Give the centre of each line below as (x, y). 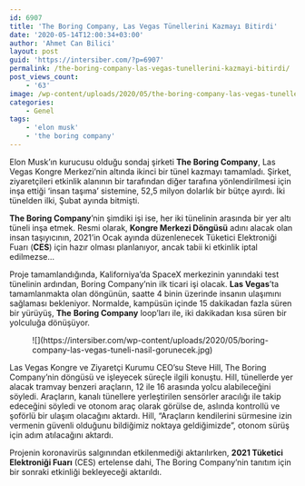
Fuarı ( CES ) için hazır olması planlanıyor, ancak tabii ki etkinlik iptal (134, 247)
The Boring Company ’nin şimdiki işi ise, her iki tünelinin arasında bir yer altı (150, 218)
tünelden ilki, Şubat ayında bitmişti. (74, 200)
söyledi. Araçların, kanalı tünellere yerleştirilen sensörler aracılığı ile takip (145, 396)
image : (22, 94)
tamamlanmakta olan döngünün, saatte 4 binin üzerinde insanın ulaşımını (145, 293)
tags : (20, 119)
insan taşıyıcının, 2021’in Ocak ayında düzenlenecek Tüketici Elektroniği (143, 237)
